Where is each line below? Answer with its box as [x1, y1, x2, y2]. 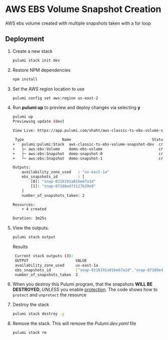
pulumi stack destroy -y [12, 311, 65, 316]
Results [12, 244, 28, 249]
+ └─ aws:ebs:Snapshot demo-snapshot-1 [12, 156, 103, 161]
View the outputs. [12, 225, 49, 231]
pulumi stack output [12, 235, 56, 240]
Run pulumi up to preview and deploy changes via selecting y [12, 105, 140, 111]
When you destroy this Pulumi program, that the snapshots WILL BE [12, 281, 153, 287]
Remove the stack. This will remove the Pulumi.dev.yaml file [12, 320, 136, 326]
